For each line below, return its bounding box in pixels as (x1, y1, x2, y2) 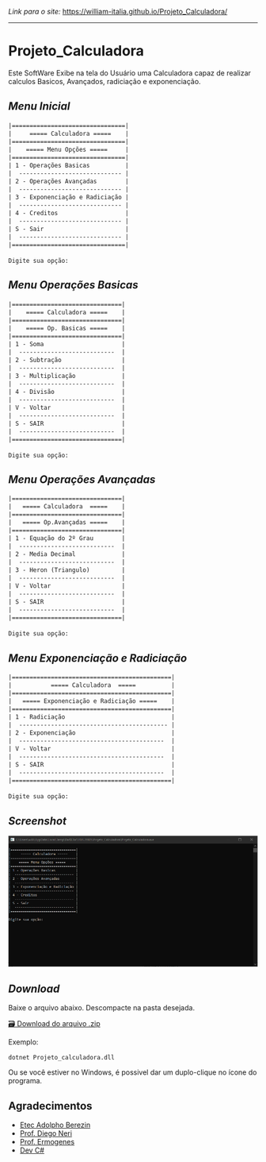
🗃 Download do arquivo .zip (8, 1019, 101, 1029)
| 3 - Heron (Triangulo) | (8, 566, 126, 574)
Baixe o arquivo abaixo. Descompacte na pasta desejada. (8, 1003, 196, 1013)
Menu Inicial (8, 99, 70, 114)
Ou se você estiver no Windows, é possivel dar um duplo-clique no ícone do (8, 1067, 257, 1077)
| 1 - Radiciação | (8, 713, 176, 721)
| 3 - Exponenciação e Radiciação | (8, 193, 129, 201)
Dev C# (19, 1145, 45, 1155)
